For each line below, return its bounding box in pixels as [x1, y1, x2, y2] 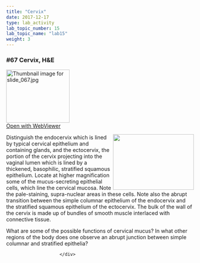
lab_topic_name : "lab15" [6, 31, 68, 37]
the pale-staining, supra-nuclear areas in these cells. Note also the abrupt [6, 191, 187, 198]
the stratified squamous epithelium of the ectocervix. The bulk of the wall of [6, 203, 192, 211]
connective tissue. [6, 216, 51, 223]
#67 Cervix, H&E [6, 56, 55, 64]
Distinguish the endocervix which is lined [6, 134, 107, 141]
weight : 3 [6, 36, 31, 42]
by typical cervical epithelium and [6, 140, 89, 147]
